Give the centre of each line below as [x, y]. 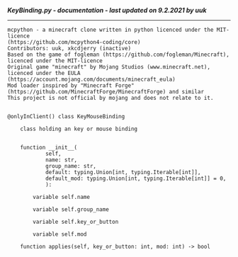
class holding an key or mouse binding [79, 129]
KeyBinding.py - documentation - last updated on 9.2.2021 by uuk [107, 10]
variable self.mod [60, 234]
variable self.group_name [71, 210]
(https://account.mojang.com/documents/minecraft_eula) [91, 79]
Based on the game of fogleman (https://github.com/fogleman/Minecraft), [119, 55]
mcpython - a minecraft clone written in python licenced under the [110, 30]
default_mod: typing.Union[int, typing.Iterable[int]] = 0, [136, 178]
